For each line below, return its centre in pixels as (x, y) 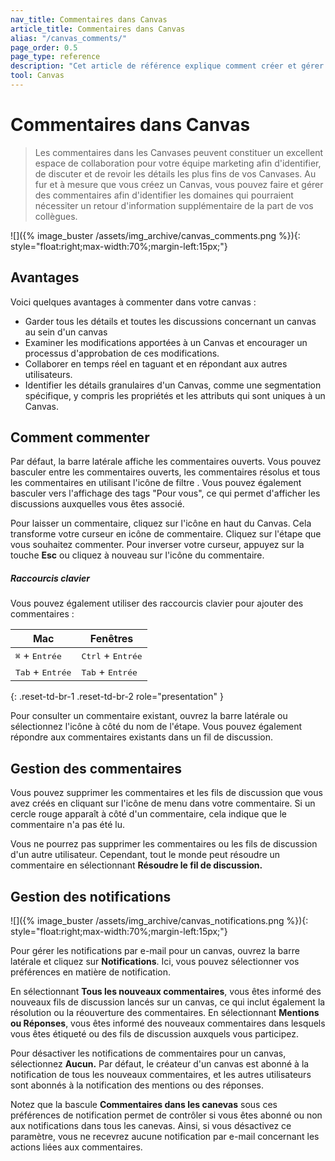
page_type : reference (55, 57)
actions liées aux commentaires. (76, 1147)
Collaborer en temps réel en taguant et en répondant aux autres (156, 363)
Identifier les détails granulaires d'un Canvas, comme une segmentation (173, 385)
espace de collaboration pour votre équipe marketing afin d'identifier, (178, 163)
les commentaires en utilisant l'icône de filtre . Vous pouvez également (156, 483)
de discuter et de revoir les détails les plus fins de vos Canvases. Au (175, 173)
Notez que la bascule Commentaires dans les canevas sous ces (144, 1105)
